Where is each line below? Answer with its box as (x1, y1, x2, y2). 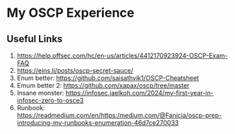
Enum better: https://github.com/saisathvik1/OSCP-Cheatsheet (16, 74, 199, 82)
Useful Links (6, 33, 63, 45)
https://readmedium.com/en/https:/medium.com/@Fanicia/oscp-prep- (16, 111, 222, 119)
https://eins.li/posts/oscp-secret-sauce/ (16, 67, 133, 74)
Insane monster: (16, 89, 64, 97)
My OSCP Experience (6, 5, 135, 21)
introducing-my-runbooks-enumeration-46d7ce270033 (16, 119, 179, 127)
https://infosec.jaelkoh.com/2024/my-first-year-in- (65, 89, 214, 97)
